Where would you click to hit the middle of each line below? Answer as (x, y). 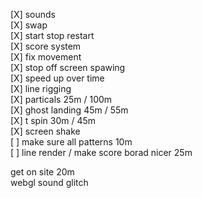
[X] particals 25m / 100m (61, 99)
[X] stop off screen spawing (68, 67)
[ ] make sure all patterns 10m (71, 142)
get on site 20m (42, 172)
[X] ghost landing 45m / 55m (69, 110)
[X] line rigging (41, 88)
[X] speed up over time (57, 78)
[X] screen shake (45, 131)
